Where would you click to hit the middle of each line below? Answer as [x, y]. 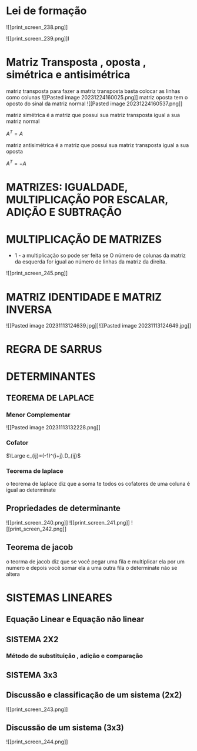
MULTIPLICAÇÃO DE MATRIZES [84, 239]
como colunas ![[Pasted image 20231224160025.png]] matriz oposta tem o [97, 97]
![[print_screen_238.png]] [37, 27]
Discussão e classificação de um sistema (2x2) [94, 695]
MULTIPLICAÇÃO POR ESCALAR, [87, 200]
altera [13, 574]
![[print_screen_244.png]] [37, 742]
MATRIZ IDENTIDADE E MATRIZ [84, 297]
